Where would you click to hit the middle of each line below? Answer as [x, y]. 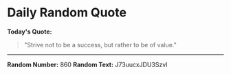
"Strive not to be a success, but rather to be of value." [100, 45]
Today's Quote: [30, 32]
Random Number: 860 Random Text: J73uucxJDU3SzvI [87, 64]
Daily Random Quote [67, 13]
